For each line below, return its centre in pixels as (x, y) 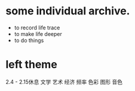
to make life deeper (38, 34)
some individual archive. (68, 11)
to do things (29, 40)
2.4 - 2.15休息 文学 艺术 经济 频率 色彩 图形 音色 (64, 81)
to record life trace (37, 28)
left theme (31, 65)
